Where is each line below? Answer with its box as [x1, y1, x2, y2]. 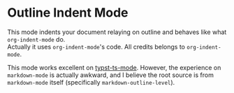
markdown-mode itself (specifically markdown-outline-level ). [7, 78, 175, 86]
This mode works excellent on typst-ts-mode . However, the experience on [7, 63, 221, 71]
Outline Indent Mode [7, 5, 129, 21]
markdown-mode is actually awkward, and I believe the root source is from [7, 71, 214, 79]
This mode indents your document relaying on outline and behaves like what [7, 28, 227, 36]
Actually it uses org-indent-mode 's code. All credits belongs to [7, 42, 185, 51]
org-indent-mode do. [7, 35, 66, 43]
